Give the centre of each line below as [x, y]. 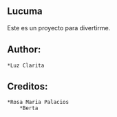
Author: [24, 50]
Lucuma [25, 11]
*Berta [29, 108]
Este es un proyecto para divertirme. [59, 28]
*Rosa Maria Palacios [38, 103]
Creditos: [28, 86]
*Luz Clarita [26, 65]
